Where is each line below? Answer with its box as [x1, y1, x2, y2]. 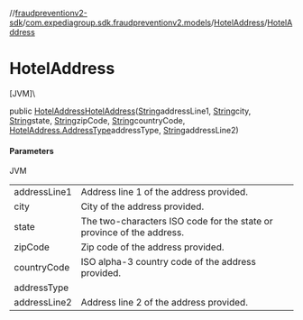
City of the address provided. [80, 200, 205, 213]
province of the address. [80, 226, 185, 239]
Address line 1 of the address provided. [80, 186, 248, 198]
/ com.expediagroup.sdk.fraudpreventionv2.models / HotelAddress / [22, 17, 268, 28]
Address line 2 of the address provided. [80, 297, 248, 309]
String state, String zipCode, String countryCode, [9, 114, 186, 125]
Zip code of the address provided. [80, 241, 225, 253]
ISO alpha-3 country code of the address [80, 256, 257, 269]
